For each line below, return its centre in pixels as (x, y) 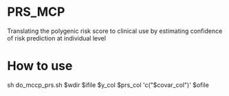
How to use (40, 66)
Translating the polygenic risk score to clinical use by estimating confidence (115, 31)
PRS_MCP (36, 12)
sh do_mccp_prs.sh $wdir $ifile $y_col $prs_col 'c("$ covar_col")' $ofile (108, 85)
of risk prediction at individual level (57, 38)
